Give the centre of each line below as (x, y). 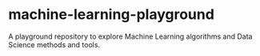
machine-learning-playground (111, 15)
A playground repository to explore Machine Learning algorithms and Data (130, 36)
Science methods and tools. (54, 44)
